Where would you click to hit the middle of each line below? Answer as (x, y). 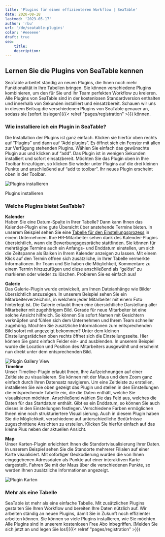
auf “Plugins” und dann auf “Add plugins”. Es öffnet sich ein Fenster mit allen (83, 143)
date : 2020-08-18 (23, 14)
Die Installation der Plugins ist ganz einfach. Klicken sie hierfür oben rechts (81, 137)
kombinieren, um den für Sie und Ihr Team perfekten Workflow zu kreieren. (81, 93)
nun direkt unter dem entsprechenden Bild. (49, 351)
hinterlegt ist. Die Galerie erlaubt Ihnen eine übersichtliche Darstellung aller (81, 304)
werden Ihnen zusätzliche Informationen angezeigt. (57, 470)
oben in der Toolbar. (26, 174)
